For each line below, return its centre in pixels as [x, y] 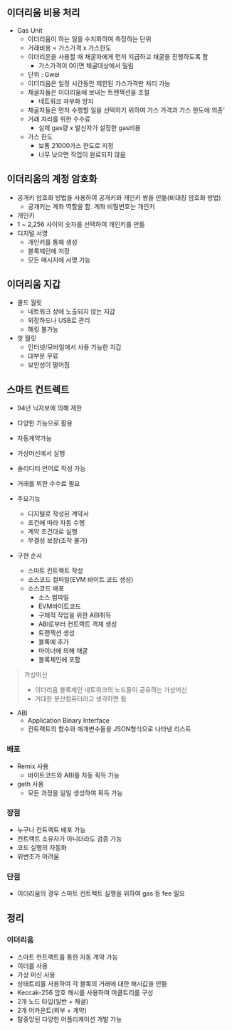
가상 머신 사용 [36, 975]
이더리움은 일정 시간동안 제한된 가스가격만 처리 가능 [99, 83]
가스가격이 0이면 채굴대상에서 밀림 [86, 65]
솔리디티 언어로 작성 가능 [51, 469]
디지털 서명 [32, 233]
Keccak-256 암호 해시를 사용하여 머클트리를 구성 [85, 992]
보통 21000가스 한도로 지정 [76, 145]
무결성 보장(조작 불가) [58, 541]
